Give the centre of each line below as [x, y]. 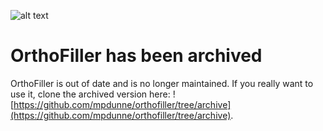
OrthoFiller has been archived [136, 56]
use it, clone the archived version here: [90, 94]
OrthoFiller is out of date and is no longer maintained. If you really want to [162, 83]
